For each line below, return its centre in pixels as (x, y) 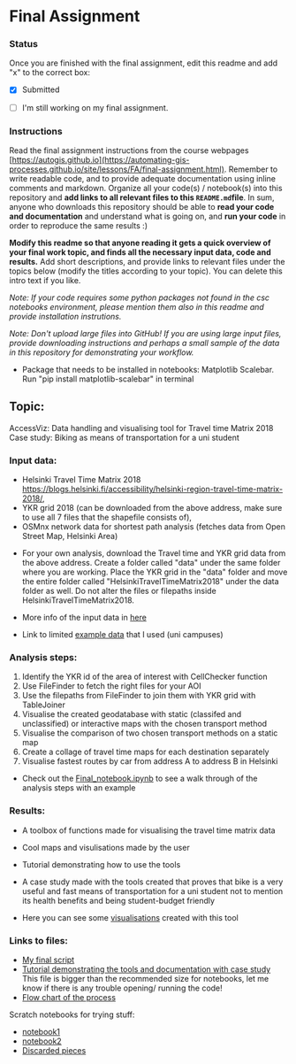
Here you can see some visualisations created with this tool (130, 917)
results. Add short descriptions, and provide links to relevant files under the (147, 261)
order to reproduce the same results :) (79, 225)
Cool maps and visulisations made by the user (106, 847)
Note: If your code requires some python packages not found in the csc (140, 297)
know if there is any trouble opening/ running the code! (122, 988)
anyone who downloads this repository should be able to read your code (142, 206)
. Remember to (251, 169)
